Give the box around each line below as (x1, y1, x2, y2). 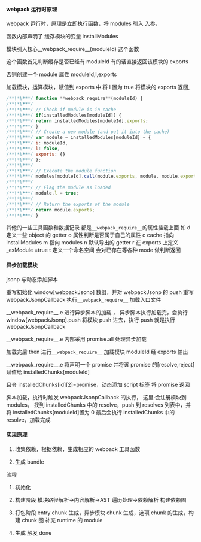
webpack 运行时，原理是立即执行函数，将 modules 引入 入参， (6, 20, 161, 27)
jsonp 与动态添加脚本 (6, 275, 58, 283)
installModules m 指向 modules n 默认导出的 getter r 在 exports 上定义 (6, 239, 178, 246)
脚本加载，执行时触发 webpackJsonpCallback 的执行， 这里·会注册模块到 (6, 393, 187, 401)
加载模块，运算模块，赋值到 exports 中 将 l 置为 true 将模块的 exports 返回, (6, 84, 190, 91)
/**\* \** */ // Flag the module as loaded (6, 184, 111, 191)
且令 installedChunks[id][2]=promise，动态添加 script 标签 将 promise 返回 (6, 381, 190, 388)
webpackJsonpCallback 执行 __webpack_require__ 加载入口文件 (6, 296, 162, 303)
